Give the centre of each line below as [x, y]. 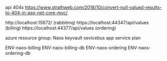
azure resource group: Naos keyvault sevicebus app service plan [73, 38]
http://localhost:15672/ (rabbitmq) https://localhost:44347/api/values [77, 23]
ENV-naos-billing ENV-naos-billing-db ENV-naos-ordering [66, 48]
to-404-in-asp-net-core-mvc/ [36, 13]
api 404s [15, 7]
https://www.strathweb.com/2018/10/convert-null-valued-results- [93, 7]
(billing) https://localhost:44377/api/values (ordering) [61, 28]
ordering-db [18, 53]
